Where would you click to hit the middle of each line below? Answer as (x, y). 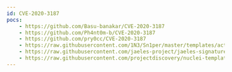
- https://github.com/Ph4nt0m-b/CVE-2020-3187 (87, 33)
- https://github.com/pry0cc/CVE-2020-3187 (83, 39)
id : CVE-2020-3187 (33, 13)
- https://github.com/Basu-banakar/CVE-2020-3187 (92, 26)
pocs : (14, 20)
